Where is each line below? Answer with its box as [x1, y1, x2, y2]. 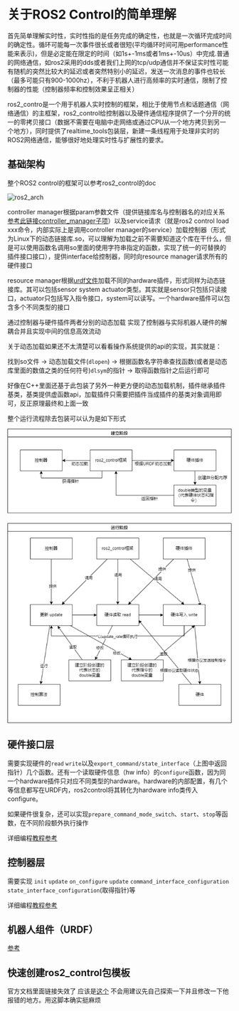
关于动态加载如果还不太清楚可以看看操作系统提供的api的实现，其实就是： [7, 342, 222, 350]
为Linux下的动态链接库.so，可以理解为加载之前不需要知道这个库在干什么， [7, 234, 225, 243]
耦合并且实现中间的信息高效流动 [7, 327, 101, 335]
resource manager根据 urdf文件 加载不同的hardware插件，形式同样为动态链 [7, 276, 226, 285]
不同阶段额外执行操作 [26, 818, 89, 827]
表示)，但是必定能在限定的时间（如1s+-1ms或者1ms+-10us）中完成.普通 [19, 49, 230, 58]
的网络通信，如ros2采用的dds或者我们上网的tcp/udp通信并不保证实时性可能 [7, 58, 229, 66]
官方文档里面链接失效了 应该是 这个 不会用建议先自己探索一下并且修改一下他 [7, 987, 229, 995]
